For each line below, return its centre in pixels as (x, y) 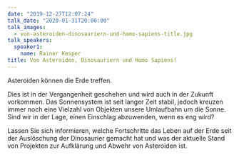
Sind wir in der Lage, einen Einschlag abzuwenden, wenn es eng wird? (111, 117)
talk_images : (27, 27)
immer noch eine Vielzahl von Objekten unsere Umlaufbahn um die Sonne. (117, 109)
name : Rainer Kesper (51, 54)
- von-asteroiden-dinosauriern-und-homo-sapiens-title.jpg (103, 34)
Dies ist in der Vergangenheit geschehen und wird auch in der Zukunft (111, 94)
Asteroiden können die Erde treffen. (60, 80)
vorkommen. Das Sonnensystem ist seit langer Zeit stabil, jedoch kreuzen (115, 102)
